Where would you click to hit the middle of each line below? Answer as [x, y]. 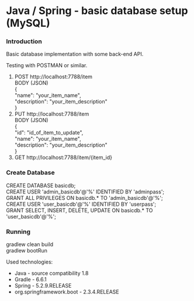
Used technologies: [30, 262]
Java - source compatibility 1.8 [51, 274]
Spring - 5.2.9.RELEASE [43, 286]
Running [18, 231]
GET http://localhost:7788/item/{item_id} [63, 158]
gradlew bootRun [27, 251]
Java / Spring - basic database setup [97, 11]
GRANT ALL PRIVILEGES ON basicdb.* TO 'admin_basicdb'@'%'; [85, 198]
